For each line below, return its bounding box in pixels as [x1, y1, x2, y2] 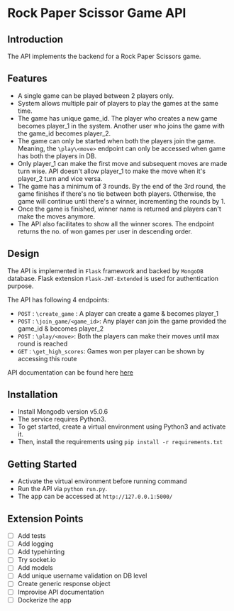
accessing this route [17, 354, 77, 363]
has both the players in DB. [17, 151, 97, 160]
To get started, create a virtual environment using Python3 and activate [17, 422, 226, 431]
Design [7, 248, 40, 260]
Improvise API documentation [17, 588, 104, 596]
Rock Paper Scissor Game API [7, 5, 186, 21]
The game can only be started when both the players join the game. [17, 136, 216, 145]
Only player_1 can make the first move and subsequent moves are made [17, 159, 228, 167]
